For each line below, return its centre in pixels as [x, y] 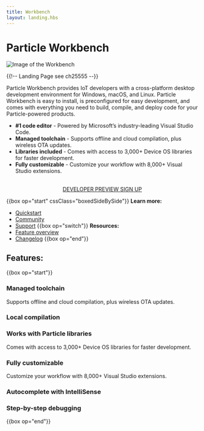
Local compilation [33, 317]
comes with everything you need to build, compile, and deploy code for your [102, 108]
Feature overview [37, 233]
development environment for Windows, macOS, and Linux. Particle [91, 94]
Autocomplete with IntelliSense [54, 391]
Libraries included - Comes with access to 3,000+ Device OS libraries [104, 152]
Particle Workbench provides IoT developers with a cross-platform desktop [100, 88]
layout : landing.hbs [33, 18]
